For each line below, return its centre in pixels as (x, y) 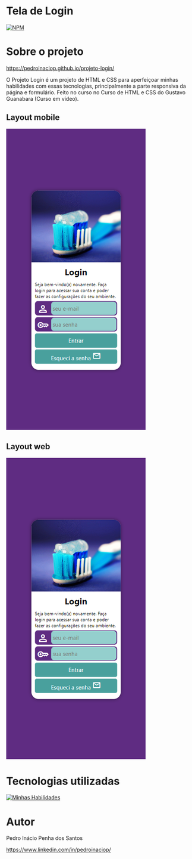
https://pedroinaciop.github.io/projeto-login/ (60, 68)
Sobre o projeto (45, 52)
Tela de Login (40, 11)
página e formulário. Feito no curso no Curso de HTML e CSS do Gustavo (96, 92)
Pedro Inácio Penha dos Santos (45, 838)
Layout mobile (33, 118)
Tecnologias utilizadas (63, 781)
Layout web (28, 447)
